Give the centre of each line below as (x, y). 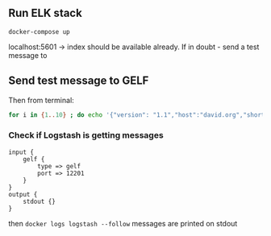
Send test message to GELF (79, 81)
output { (23, 194)
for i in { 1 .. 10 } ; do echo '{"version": (79, 115)
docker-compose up (39, 31)
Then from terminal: (41, 100)
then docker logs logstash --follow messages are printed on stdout (123, 223)
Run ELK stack (45, 13)
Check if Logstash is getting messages (86, 135)
